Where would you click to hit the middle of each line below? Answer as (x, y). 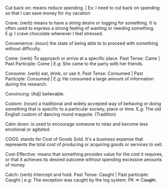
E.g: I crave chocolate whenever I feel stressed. (54, 33)
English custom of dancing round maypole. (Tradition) (61, 114)
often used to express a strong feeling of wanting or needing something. (80, 28)
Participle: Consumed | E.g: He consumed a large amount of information (79, 79)
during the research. (26, 84)
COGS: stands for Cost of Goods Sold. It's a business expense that (74, 139)
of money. (16, 165)
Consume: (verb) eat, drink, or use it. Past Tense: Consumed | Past (74, 73)
